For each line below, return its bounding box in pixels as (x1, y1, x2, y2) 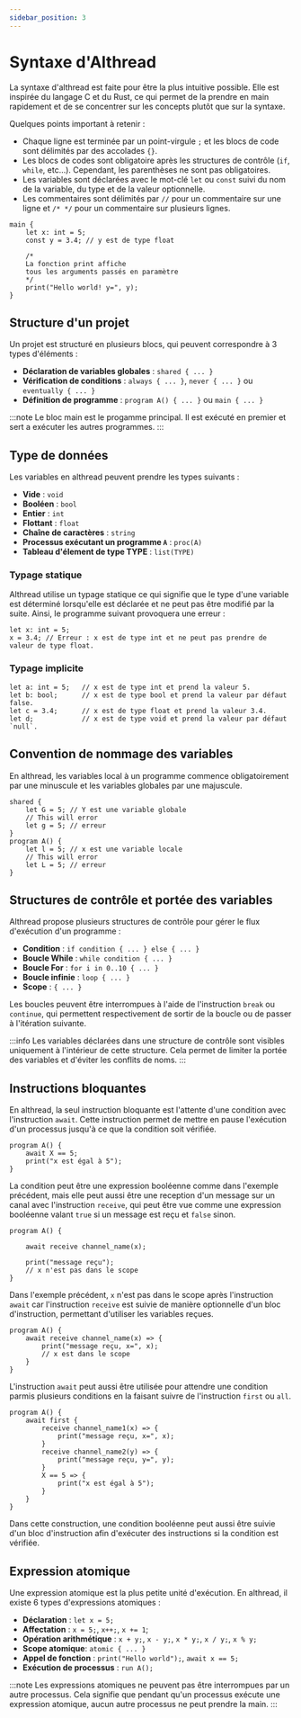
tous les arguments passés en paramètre (25, 267, 179, 276)
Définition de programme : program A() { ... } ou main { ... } (22, 395, 263, 406)
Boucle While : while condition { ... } (22, 953, 173, 963)
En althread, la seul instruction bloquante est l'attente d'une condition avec (9, 1105, 287, 1115)
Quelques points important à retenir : (9, 118, 146, 129)
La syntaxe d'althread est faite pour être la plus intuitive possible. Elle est (9, 82, 280, 93)
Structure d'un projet (9, 315, 130, 330)
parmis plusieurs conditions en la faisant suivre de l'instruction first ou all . (9, 1391, 292, 1401)
